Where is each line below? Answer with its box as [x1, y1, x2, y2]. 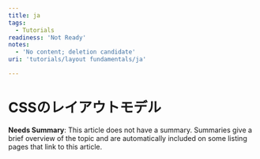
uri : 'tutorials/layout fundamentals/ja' [8, 56, 147, 64]
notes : [8, 41, 30, 49]
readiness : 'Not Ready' [8, 33, 87, 42]
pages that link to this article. [8, 142, 103, 151]
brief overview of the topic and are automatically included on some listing [8, 133, 247, 142]
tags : [8, 19, 26, 27]
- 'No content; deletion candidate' [15, 48, 136, 56]
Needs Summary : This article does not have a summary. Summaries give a [8, 125, 253, 135]
